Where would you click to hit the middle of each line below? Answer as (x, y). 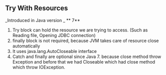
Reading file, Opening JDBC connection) (54, 35)
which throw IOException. (39, 67)
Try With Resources (37, 8)
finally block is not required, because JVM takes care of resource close (85, 40)
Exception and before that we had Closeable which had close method (84, 61)
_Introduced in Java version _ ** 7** (43, 20)
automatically (26, 46)
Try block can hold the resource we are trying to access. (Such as (80, 30)
